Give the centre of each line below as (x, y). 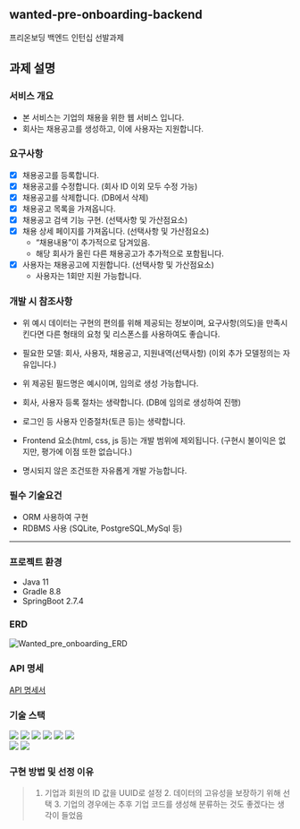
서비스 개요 (32, 96)
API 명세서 (28, 689)
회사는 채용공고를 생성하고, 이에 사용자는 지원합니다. (112, 128)
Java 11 (35, 582)
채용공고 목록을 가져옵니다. (69, 209)
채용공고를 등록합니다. (61, 175)
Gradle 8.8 (42, 592)
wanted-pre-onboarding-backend (106, 15)
